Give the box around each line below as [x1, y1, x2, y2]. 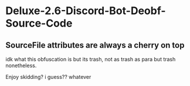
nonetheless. [5, 62, 37, 69]
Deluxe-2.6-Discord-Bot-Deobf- [5, 4, 166, 18]
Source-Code [5, 16, 73, 30]
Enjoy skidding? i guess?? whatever [5, 74, 91, 80]
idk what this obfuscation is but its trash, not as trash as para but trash [5, 56, 176, 62]
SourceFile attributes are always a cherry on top [5, 40, 185, 50]
